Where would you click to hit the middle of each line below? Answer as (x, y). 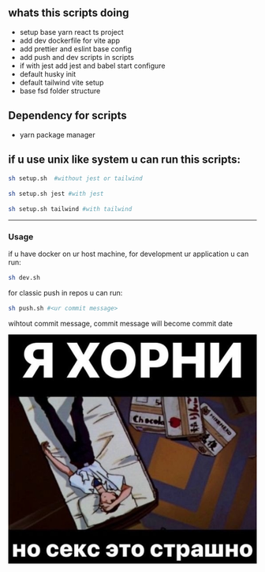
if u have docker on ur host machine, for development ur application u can (129, 254)
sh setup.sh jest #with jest (56, 194)
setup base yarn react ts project (71, 32)
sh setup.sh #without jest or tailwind (76, 179)
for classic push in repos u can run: (65, 293)
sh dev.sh (24, 278)
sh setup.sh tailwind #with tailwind (70, 209)
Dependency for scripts (68, 116)
